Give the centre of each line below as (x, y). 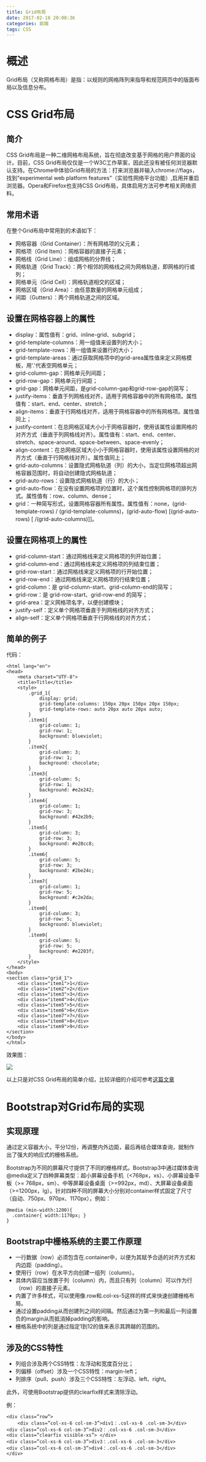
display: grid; (59, 699)
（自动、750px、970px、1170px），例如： (59, 1198)
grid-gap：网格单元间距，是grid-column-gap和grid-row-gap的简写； (102, 388)
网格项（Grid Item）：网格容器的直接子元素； (71, 251)
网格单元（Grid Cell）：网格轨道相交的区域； (71, 282)
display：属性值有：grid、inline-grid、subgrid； (76, 334)
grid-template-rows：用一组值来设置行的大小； (75, 350)
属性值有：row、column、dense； (70, 496)
